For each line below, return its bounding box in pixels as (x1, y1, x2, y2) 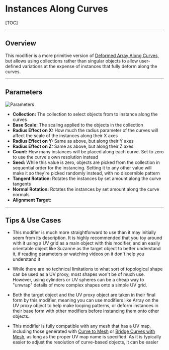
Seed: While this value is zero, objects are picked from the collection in (12, 159, 160, 165)
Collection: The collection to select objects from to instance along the (12, 111, 158, 117)
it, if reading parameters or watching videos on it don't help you (12, 251, 145, 257)
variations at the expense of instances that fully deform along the (22, 63, 157, 69)
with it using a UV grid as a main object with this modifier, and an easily (12, 240, 160, 246)
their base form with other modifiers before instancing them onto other (12, 308, 159, 314)
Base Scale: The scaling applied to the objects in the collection (12, 122, 143, 128)
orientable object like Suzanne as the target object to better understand (12, 246, 161, 252)
